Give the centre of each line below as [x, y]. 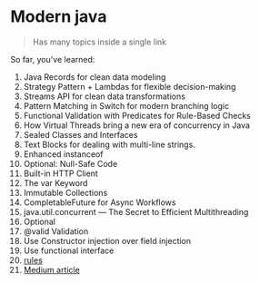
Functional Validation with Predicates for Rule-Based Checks [137, 115]
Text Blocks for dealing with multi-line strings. [110, 144]
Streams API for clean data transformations [104, 96]
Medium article [51, 269]
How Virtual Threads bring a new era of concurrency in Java [137, 125]
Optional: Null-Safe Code [70, 163]
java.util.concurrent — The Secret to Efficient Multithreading [136, 211]
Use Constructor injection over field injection [107, 240]
